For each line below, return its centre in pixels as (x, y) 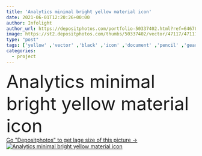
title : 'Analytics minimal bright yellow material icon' (79, 12)
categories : (21, 51)
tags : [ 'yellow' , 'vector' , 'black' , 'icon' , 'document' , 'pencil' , (95, 46)
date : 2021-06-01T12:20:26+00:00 (48, 17)
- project (24, 56)
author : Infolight (29, 23)
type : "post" (23, 40)
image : (14, 34)
